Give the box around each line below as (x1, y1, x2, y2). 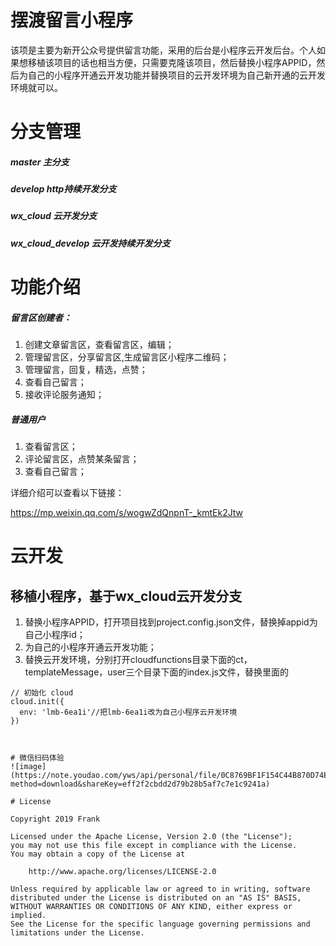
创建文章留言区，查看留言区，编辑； (24, 339, 175, 350)
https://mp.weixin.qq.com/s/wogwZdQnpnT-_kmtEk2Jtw (10, 506, 243, 518)
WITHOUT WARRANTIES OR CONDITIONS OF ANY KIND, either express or (10, 901, 293, 911)
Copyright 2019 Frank (10, 814, 101, 824)
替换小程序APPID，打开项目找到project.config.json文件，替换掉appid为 (24, 616, 318, 628)
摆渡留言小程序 (10, 9, 134, 32)
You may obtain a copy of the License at (10, 849, 186, 859)
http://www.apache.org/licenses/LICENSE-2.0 (28, 866, 217, 876)
